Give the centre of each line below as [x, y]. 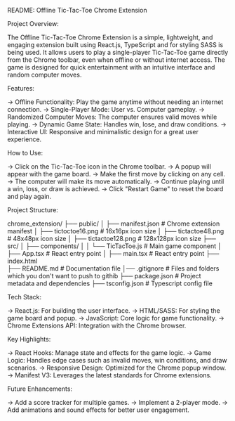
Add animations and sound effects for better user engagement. [98, 410]
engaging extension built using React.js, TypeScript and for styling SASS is [115, 45]
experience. [25, 139]
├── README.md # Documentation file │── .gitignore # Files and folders [113, 268]
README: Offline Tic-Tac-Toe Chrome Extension [77, 10]
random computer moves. [45, 75]
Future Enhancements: [40, 389]
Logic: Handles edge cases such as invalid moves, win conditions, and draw [117, 360]
